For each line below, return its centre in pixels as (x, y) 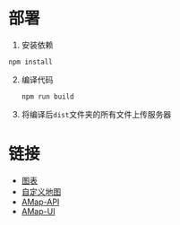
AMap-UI (38, 211)
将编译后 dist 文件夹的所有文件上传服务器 (96, 114)
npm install (30, 62)
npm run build (47, 96)
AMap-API (40, 202)
